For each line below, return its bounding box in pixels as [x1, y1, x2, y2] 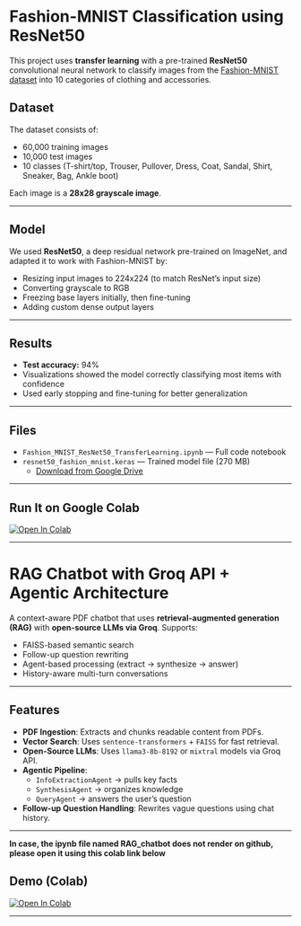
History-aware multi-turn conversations [21, 667, 168, 679]
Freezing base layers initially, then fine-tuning [21, 292, 191, 303]
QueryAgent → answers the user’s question [35, 793, 193, 804]
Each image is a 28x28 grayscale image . [9, 187, 161, 198]
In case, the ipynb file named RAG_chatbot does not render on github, [9, 838, 273, 849]
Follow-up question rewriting [21, 648, 129, 659]
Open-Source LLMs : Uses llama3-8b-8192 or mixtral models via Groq [21, 745, 281, 756]
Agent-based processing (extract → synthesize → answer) [21, 658, 239, 669]
